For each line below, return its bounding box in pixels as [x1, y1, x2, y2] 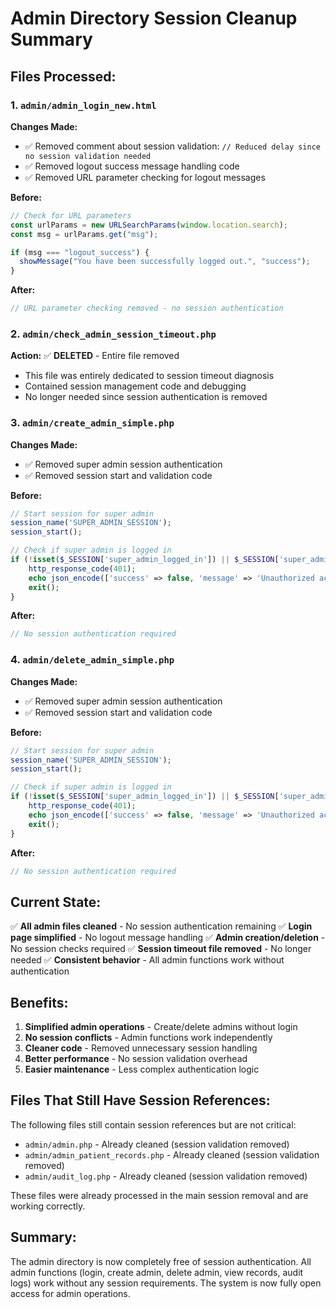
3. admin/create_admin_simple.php [10, 416, 175, 430]
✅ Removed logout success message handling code [24, 160, 240, 172]
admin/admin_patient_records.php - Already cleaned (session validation [24, 1148, 320, 1161]
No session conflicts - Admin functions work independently [24, 1032, 273, 1044]
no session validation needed [24, 151, 152, 161]
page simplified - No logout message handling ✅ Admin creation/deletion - [10, 932, 326, 944]
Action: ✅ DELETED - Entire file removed [10, 350, 180, 362]
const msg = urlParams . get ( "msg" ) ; [10, 229, 159, 239]
